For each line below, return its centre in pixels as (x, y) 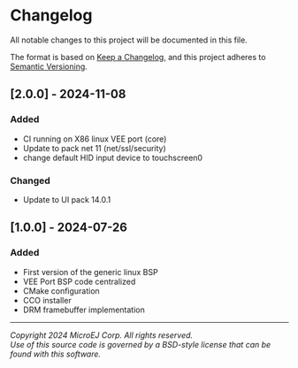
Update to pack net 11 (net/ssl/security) (94, 148)
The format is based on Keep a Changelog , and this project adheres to (138, 57)
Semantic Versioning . (49, 66)
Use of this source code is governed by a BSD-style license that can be (141, 344)
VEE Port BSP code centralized (79, 281)
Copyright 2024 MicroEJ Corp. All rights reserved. (102, 335)
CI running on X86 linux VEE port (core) (95, 139)
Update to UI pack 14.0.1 (67, 199)
